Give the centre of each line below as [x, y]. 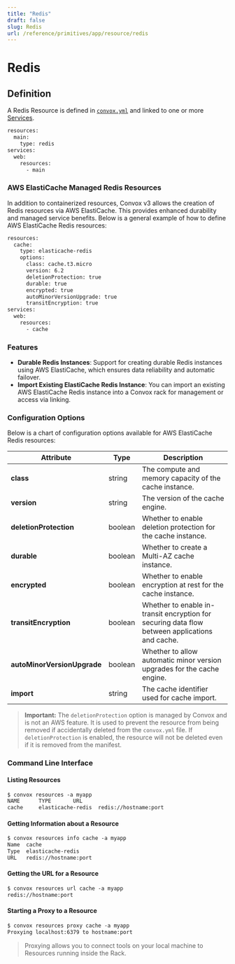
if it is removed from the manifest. [73, 745]
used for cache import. [179, 698]
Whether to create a [175, 547]
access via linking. [44, 400]
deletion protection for [179, 527]
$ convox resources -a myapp [50, 795]
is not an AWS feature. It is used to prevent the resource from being [121, 722]
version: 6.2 [45, 271]
